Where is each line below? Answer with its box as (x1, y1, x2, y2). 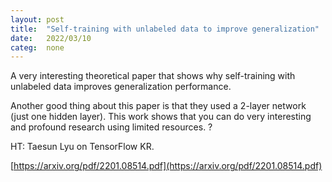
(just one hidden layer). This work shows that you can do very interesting (10, 111, 312, 123)
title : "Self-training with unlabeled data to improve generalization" (10, 24, 320, 34)
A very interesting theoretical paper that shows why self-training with (10, 70, 296, 82)
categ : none (10, 42, 65, 53)
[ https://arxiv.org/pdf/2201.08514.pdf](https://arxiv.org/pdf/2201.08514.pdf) (10, 160, 323, 172)
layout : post (10, 14, 65, 25)
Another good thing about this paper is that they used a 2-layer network (10, 100, 307, 112)
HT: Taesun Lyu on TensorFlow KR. (10, 141, 155, 153)
